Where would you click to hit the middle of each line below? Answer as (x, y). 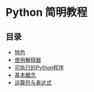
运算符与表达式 (33, 83)
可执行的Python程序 (39, 67)
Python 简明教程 (47, 12)
